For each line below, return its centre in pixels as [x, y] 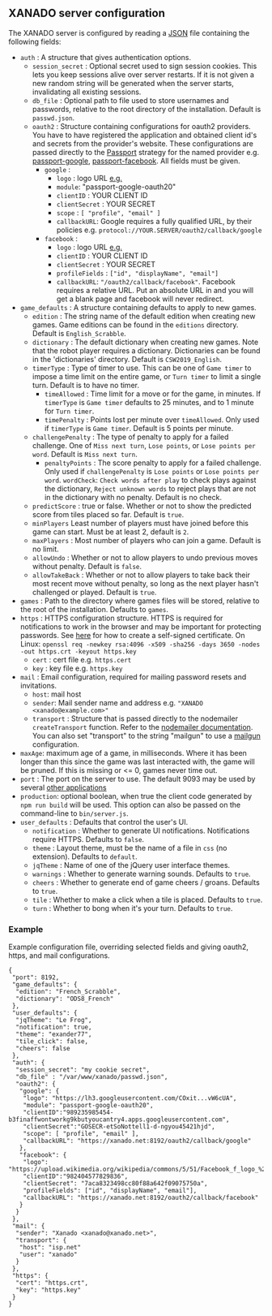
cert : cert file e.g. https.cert [82, 659]
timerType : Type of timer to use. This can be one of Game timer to [142, 368]
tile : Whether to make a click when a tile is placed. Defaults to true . [147, 900]
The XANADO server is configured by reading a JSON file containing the [129, 32]
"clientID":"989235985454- [68, 1113]
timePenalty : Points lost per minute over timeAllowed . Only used [152, 419]
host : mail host [57, 694]
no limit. [45, 549]
